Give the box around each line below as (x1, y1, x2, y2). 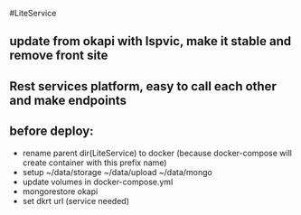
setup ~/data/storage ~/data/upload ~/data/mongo (22, 166, 212, 177)
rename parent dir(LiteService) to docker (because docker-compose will (22, 147, 292, 158)
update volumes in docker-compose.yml (22, 176, 174, 187)
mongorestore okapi (22, 185, 99, 197)
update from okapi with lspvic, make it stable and (9, 33, 292, 49)
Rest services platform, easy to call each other (9, 79, 277, 94)
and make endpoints (9, 92, 127, 107)
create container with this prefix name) (22, 157, 167, 168)
